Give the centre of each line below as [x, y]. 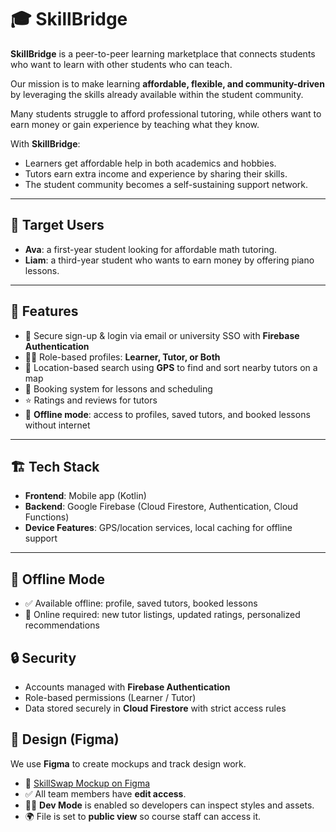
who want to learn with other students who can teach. [121, 64]
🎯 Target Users [57, 225]
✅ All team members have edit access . [105, 793]
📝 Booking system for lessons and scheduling [118, 388]
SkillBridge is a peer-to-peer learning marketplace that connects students [163, 53]
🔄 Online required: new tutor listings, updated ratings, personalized [162, 615]
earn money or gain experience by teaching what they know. [135, 124]
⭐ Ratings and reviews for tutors [91, 400]
